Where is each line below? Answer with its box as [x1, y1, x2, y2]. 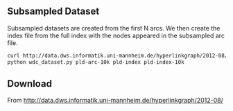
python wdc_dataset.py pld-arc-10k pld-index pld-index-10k [7, 58, 185, 65]
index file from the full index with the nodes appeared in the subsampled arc [7, 31, 225, 40]
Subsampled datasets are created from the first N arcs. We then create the [7, 24, 221, 32]
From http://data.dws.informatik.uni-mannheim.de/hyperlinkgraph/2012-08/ [7, 96, 223, 105]
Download [7, 78, 52, 89]
